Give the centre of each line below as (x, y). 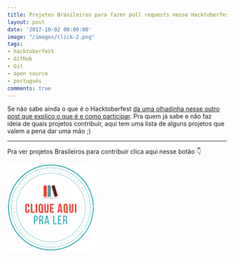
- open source (28, 73)
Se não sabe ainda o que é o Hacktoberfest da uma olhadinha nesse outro (114, 109)
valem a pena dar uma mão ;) (49, 131)
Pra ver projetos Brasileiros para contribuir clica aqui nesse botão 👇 (104, 152)
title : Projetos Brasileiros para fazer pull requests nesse (98, 15)
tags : (15, 44)
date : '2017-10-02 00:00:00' (49, 29)
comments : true (29, 88)
